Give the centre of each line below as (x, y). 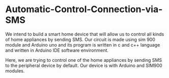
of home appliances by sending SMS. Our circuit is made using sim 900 (80, 40)
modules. (15, 71)
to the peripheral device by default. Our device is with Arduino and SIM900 (84, 65)
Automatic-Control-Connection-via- (84, 9)
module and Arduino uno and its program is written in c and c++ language (83, 45)
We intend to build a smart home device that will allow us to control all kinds (85, 34)
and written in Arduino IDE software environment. (57, 50)
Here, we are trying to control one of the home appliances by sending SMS (83, 60)
